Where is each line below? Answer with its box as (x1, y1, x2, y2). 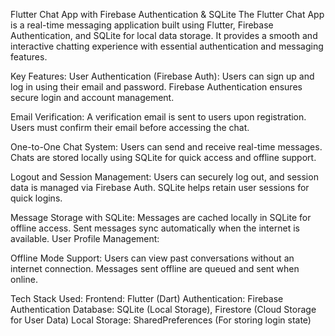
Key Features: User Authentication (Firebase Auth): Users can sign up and (10, 70, 315, 82)
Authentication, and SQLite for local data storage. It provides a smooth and (10, 30, 318, 41)
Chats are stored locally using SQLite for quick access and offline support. (10, 152, 317, 163)
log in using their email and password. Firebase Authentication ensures (10, 81, 303, 93)
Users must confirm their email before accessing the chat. (10, 122, 250, 133)
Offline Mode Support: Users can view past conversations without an (10, 252, 295, 264)
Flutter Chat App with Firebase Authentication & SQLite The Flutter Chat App (10, 9, 325, 20)
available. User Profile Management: (10, 233, 160, 244)
